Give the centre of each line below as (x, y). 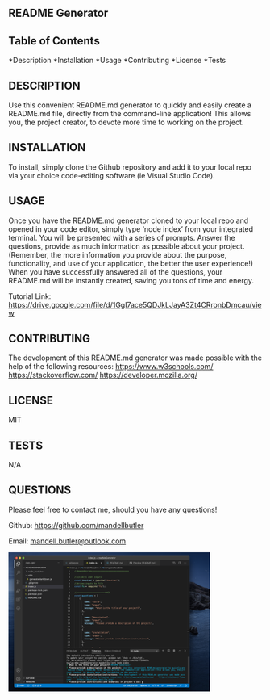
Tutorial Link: (30, 296)
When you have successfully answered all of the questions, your (116, 272)
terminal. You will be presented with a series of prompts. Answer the (122, 237)
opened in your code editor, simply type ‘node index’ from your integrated (131, 228)
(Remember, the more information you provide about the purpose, (118, 254)
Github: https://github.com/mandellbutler (76, 525)
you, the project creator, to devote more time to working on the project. (126, 122)
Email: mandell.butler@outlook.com (67, 541)
